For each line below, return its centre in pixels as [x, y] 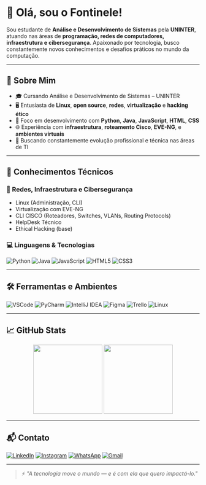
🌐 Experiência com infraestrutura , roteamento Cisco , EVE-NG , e [98, 127]
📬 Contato [28, 437]
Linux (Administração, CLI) [49, 203]
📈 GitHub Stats [36, 330]
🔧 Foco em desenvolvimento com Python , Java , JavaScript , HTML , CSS [107, 120]
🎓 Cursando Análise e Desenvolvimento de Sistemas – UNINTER [97, 96]
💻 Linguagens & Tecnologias [51, 245]
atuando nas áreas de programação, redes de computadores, [85, 36]
